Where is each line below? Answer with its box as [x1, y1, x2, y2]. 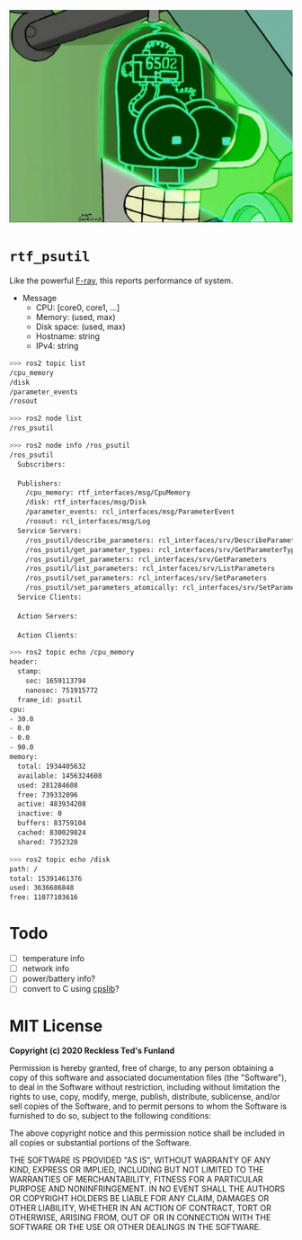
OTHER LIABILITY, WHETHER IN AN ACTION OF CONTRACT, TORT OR [9, 1202, 271, 1214]
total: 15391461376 [9, 874, 83, 883]
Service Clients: [17, 593, 83, 602]
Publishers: [17, 478, 63, 488]
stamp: [17, 667, 42, 676]
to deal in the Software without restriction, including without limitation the [9, 1082, 280, 1093]
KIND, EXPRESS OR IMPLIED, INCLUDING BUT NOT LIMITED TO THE [9, 1164, 264, 1175]
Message [22, 292, 57, 303]
